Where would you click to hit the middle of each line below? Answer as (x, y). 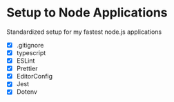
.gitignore (30, 45)
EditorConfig (35, 76)
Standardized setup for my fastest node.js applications (84, 32)
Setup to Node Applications (87, 13)
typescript (31, 53)
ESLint (26, 61)
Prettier (27, 69)
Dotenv (27, 92)
